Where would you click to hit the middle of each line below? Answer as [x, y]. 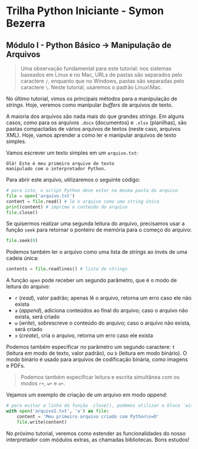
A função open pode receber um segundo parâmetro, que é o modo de [92, 280]
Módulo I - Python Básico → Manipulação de [89, 45]
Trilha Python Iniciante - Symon [85, 11]
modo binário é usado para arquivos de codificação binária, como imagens [97, 359]
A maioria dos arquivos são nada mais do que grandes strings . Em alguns [95, 116]
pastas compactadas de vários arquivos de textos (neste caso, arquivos [93, 129]
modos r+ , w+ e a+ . [43, 384]
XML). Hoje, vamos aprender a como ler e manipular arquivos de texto [91, 135]
